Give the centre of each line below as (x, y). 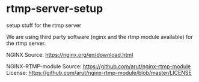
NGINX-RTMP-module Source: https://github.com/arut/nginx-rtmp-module (99, 66)
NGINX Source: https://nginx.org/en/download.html (70, 54)
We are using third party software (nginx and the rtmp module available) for (100, 37)
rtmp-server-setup (55, 9)
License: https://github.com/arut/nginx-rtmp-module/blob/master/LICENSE (99, 72)
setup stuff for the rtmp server (44, 25)
